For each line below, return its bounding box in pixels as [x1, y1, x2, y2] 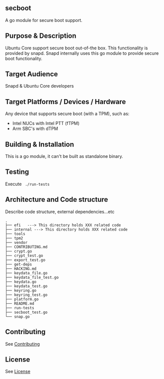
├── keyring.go [5, 288, 37, 293]
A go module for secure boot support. [5, 17, 83, 23]
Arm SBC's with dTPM [12, 126, 58, 131]
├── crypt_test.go [5, 253, 43, 258]
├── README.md [5, 301, 35, 306]
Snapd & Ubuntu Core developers [5, 83, 74, 89]
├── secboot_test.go [5, 310, 48, 315]
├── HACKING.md [5, 266, 37, 271]
